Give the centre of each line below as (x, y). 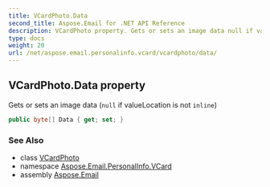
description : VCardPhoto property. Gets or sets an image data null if (131, 30)
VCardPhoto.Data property (77, 85)
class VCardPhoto (50, 157)
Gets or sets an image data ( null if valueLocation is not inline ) (112, 104)
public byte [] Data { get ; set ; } (66, 120)
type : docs (27, 38)
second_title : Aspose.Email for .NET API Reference (96, 23)
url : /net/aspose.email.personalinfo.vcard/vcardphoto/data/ (113, 53)
